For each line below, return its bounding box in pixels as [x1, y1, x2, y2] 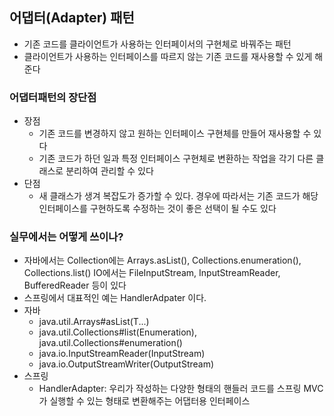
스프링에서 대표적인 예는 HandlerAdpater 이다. [23, 292, 207, 304]
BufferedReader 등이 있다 [23, 279, 127, 292]
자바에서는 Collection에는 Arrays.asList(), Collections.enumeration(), [23, 254, 302, 267]
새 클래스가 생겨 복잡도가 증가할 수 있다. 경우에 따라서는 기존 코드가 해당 [38, 190, 319, 202]
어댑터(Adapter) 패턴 [9, 9, 135, 27]
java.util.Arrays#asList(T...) [38, 316, 150, 328]
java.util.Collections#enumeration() [38, 337, 183, 349]
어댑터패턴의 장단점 [9, 90, 97, 104]
